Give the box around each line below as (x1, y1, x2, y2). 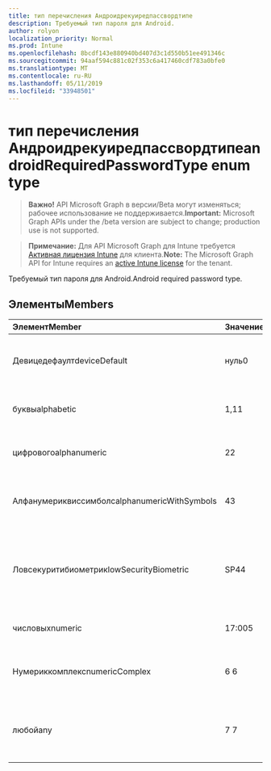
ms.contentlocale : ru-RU (8, 72, 92, 80)
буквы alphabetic (12, 404, 77, 415)
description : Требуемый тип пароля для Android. (8, 19, 175, 27)
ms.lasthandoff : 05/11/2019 (8, 79, 103, 87)
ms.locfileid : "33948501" (8, 86, 95, 95)
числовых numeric (12, 622, 82, 634)
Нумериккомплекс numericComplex (12, 666, 152, 677)
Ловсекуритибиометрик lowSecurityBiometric (12, 564, 190, 576)
